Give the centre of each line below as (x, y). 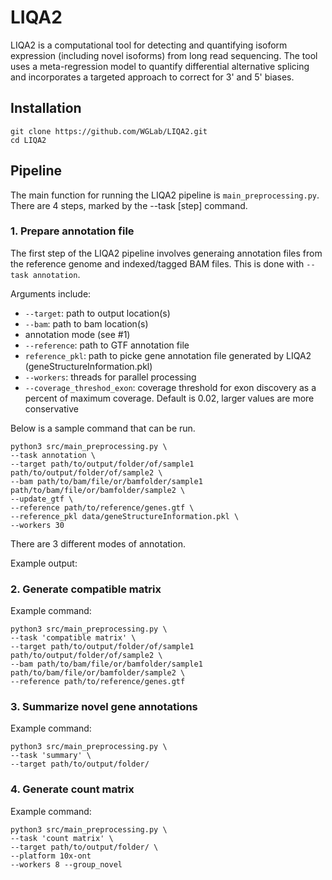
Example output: (44, 563)
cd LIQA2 (28, 140)
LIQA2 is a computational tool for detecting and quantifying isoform (149, 45)
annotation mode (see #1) (77, 334)
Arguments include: (51, 293)
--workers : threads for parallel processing (110, 377)
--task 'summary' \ (51, 756)
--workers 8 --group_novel (66, 864)
